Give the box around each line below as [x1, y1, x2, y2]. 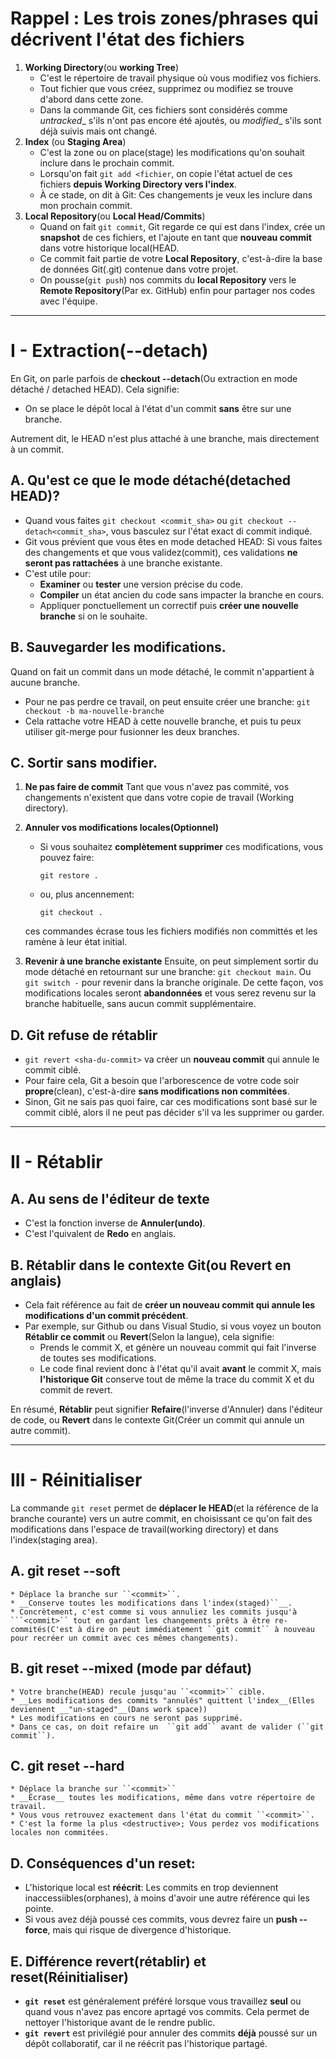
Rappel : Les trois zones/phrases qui [10, 7, 319, 30]
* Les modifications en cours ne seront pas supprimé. [10, 1713, 244, 1723]
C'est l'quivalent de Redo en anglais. [24, 1228, 177, 1240]
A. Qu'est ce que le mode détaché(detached [10, 472, 291, 489]
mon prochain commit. [39, 199, 133, 211]
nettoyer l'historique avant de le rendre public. [24, 2016, 216, 2028]
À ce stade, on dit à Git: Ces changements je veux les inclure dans [39, 188, 313, 201]
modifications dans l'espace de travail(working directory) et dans [10, 1523, 279, 1535]
